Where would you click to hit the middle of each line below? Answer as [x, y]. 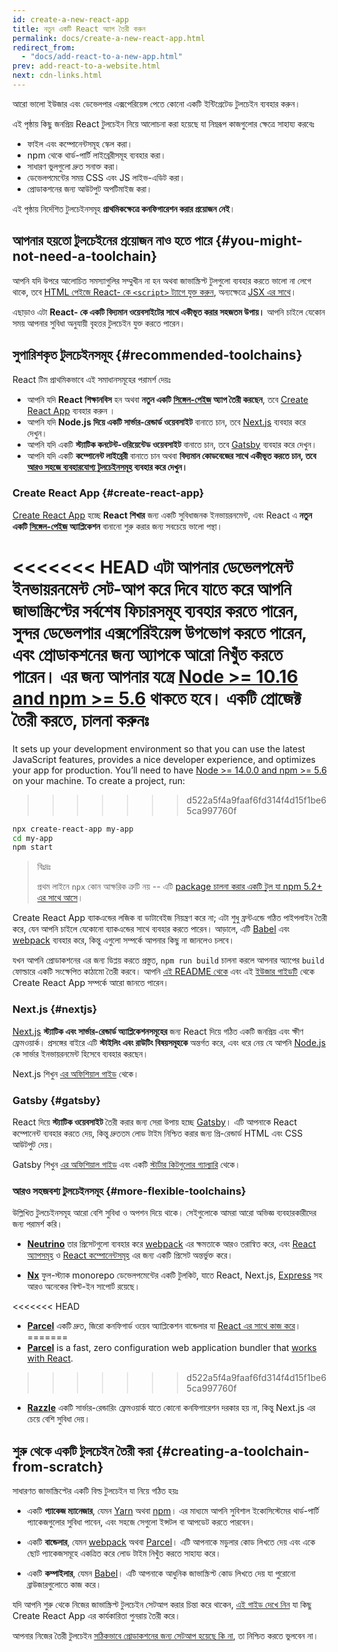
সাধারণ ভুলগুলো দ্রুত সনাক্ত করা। [73, 166]
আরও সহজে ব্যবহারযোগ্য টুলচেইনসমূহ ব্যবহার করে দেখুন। [107, 467]
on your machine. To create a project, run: [99, 780]
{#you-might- [259, 241]
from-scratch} [58, 1466]
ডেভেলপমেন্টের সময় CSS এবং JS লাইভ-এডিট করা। [106, 177]
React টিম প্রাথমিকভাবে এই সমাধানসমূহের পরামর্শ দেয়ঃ [92, 379]
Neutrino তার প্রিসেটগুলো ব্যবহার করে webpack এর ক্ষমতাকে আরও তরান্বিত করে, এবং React [171, 1244]
